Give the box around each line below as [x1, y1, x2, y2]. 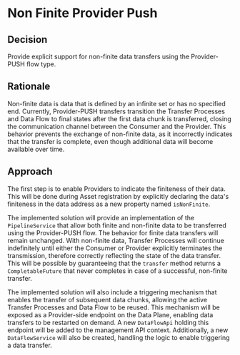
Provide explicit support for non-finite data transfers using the [7, 52, 190, 61]
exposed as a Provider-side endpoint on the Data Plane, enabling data [7, 310, 214, 319]
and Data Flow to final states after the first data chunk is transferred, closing [7, 114, 231, 123]
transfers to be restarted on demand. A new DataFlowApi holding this [7, 318, 209, 326]
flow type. [26, 60, 56, 68]
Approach [7, 165, 53, 177]
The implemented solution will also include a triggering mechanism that [7, 287, 217, 297]
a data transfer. [7, 341, 52, 349]
